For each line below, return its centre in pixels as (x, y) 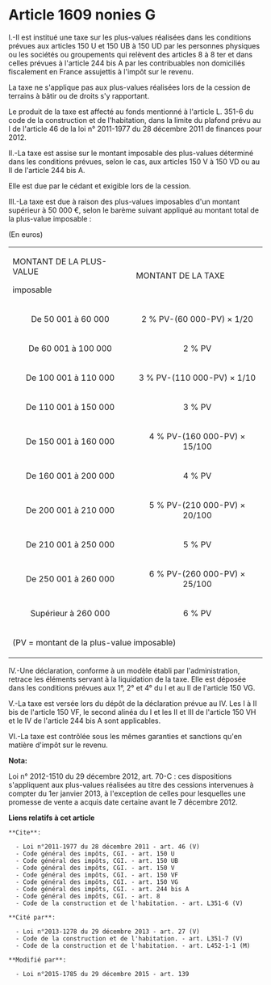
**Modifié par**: (38, 960)
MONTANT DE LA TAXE (180, 275)
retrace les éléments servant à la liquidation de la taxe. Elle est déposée (127, 679)
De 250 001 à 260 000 (70, 578)
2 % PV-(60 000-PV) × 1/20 (197, 319)
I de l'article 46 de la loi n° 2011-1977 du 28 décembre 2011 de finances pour (135, 129)
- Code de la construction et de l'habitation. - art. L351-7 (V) (129, 938)
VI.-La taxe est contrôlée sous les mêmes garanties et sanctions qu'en (125, 736)
